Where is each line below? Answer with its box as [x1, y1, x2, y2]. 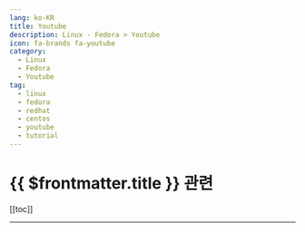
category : [9, 47, 47, 56]
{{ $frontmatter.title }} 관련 [9, 173, 213, 194]
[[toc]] [9, 203, 34, 214]
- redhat [17, 106, 51, 115]
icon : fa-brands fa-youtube [9, 38, 116, 48]
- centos [17, 114, 51, 123]
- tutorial [17, 131, 59, 140]
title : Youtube [9, 22, 67, 31]
